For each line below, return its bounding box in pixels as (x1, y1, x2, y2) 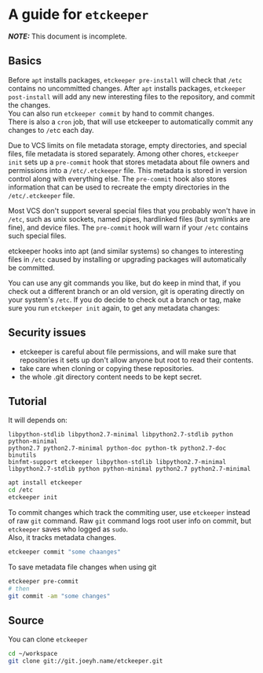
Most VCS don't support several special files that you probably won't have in (8, 206, 256, 215)
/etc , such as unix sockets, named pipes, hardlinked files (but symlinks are (8, 214, 250, 223)
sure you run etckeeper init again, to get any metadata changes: (8, 303, 221, 312)
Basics (8, 54, 42, 68)
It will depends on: (8, 415, 68, 425)
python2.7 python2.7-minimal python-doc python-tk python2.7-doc (8, 444, 226, 453)
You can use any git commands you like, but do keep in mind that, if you (8, 278, 241, 288)
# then (8, 584, 30, 593)
